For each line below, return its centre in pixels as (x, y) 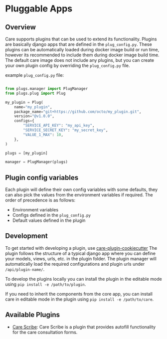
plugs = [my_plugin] (27, 153)
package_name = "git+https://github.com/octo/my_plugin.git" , (78, 112)
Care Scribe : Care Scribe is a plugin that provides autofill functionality (84, 327)
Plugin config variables (42, 177)
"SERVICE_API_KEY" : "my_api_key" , (59, 126)
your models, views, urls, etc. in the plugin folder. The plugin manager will (81, 258)
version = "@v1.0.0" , (34, 116)
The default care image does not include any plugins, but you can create (80, 60)
